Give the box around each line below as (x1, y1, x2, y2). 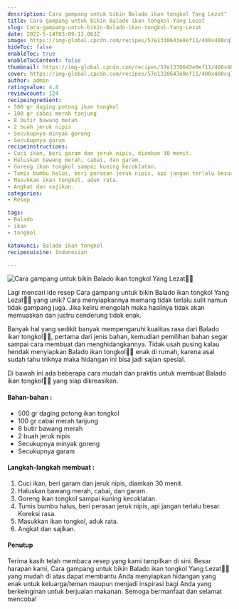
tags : (7, 209, 23, 216)
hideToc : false (7, 44, 53, 51)
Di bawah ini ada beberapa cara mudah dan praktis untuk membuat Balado (7, 369, 226, 378)
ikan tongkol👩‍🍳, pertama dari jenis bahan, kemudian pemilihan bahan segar (7, 333, 228, 341)
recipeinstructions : (7, 144, 69, 151)
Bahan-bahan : (7, 393, 53, 401)
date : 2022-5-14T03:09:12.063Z (7, 30, 100, 38)
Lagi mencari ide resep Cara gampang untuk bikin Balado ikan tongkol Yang (7, 288, 230, 297)
